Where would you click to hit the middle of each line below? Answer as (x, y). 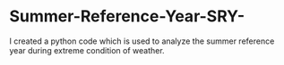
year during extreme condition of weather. (87, 50)
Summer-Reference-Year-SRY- (127, 16)
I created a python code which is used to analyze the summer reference (142, 41)
